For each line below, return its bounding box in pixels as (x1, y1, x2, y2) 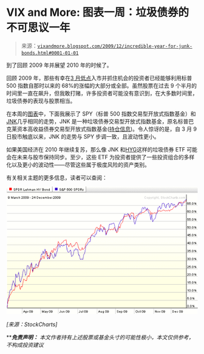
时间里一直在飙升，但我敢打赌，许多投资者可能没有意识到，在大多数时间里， (6, 89, 198, 97)
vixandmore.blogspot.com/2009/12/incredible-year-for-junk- (37, 43, 192, 49)
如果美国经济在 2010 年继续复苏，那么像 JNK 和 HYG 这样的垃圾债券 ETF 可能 (6, 145, 198, 153)
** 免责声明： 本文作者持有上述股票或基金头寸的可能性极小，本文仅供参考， (6, 333, 194, 341)
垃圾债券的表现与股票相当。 (6, 97, 76, 104)
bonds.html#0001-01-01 (21, 50, 79, 56)
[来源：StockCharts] (6, 321, 58, 328)
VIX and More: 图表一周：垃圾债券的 (6, 5, 189, 19)
